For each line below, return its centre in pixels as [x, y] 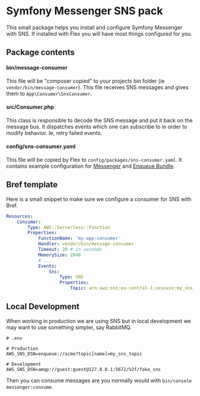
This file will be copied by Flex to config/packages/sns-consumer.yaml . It [94, 159]
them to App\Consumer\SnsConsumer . [49, 93]
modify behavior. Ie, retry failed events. [54, 133]
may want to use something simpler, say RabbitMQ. [69, 327]
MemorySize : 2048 [60, 255]
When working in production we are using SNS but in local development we [99, 321]
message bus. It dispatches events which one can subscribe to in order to [97, 127]
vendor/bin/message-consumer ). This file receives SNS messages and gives [97, 87]
